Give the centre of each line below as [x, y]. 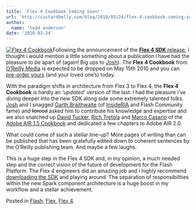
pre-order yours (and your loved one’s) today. [61, 75]
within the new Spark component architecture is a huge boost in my [87, 183]
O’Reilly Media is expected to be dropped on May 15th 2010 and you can [93, 68]
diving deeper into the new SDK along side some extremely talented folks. [95, 99]
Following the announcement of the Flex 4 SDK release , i [121, 50]
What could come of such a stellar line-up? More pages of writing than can [96, 135]
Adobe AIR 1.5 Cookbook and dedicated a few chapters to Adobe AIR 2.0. [94, 123]
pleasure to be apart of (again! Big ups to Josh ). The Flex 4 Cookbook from [97, 63]
